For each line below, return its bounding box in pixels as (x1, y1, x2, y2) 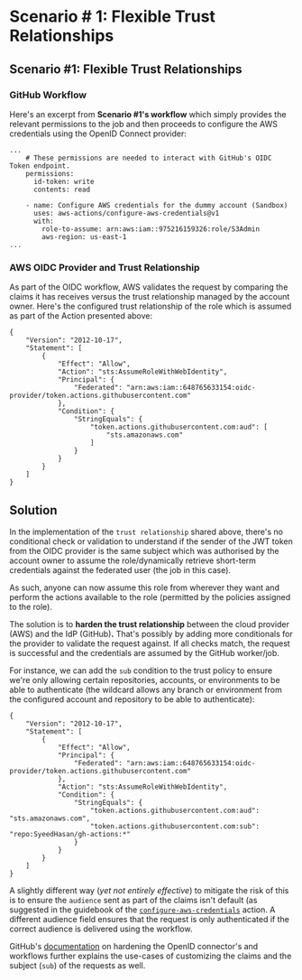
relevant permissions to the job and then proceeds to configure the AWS (9, 118, 278, 129)
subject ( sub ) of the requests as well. (9, 959, 146, 971)
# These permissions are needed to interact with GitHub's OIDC (25, 153, 272, 162)
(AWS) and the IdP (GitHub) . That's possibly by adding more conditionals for (9, 628, 293, 639)
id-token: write (32, 177, 95, 186)
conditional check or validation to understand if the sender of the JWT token (9, 535, 293, 547)
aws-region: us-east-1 (41, 232, 127, 241)
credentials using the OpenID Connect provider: (9, 128, 187, 139)
